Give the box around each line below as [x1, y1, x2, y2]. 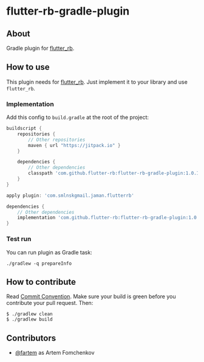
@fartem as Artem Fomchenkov [15, 349, 95, 357]
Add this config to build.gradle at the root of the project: [6, 114, 149, 121]
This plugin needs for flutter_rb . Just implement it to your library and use [6, 78, 188, 86]
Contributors [6, 333, 56, 343]
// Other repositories [28, 137, 86, 143]
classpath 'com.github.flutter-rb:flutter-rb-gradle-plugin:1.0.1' [28, 170, 202, 177]
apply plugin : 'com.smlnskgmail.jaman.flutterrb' [6, 193, 135, 199]
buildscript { [6, 126, 42, 132]
